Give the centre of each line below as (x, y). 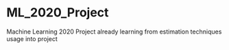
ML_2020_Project (58, 13)
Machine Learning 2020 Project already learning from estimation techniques (114, 32)
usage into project (32, 38)
